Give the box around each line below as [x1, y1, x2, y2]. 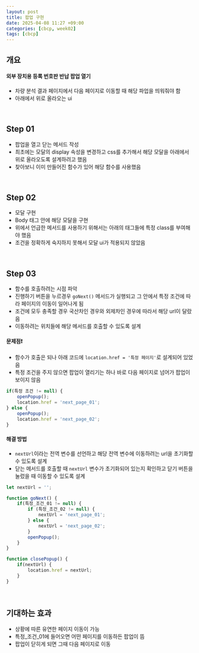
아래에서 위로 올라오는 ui [14, 94, 73, 102]
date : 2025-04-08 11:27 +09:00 [6, 20, 84, 26]
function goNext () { [6, 495, 58, 501]
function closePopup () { [6, 556, 68, 562]
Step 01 [6, 124, 35, 134]
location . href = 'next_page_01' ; [17, 399, 100, 405]
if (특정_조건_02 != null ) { [27, 506, 96, 513]
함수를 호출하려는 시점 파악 [14, 285, 78, 293]
